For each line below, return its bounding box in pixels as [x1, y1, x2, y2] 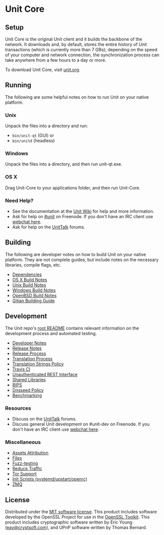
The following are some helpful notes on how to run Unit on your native [5, 94, 149, 100]
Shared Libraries [12, 377, 46, 382]
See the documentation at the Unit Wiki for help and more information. [12, 208, 155, 214]
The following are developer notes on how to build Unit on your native [5, 251, 146, 257]
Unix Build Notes [12, 282, 47, 288]
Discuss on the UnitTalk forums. [12, 416, 77, 421]
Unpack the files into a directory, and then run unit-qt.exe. [5, 161, 123, 167]
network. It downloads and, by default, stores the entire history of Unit [5, 41, 147, 47]
